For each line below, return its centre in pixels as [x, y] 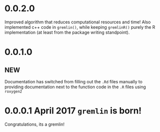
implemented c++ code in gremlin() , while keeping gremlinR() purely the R [80, 27]
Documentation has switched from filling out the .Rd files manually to [74, 81]
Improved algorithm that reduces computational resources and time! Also [78, 22]
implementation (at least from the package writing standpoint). [67, 32]
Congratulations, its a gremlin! [35, 124]
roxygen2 [13, 91]
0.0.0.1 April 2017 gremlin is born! [73, 111]
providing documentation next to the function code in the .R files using [75, 87]
